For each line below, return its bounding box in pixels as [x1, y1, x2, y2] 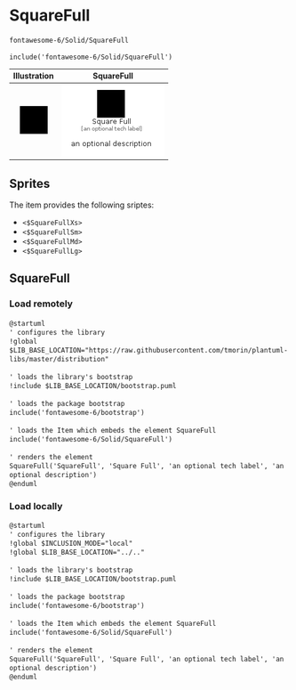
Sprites [9, 175, 51, 191]
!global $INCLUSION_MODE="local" [9, 539, 133, 548]
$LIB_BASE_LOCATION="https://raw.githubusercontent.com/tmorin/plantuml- [9, 345, 289, 354]
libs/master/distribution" [9, 354, 109, 363]
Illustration [12, 70, 55, 81]
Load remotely [9, 297, 74, 310]
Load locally [9, 499, 63, 512]
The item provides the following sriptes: [9, 199, 155, 210]
